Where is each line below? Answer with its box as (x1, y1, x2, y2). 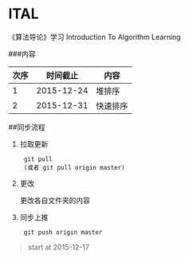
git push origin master (23, 228, 103, 236)
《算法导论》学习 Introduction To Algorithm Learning (8, 32, 181, 41)
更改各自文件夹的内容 (19, 195, 90, 205)
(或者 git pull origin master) (23, 163, 125, 171)
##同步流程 (8, 122, 45, 131)
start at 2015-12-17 (27, 242, 90, 252)
